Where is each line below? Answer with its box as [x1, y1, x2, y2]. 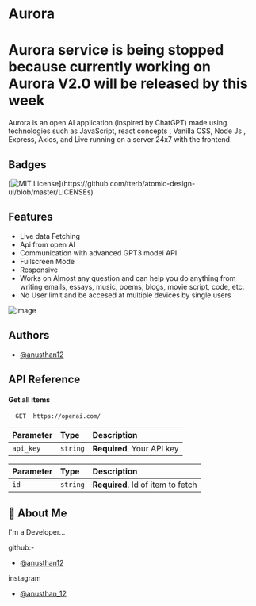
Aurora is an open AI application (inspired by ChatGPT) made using [8, 118, 227, 128]
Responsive [19, 265, 58, 274]
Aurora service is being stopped [8, 41, 224, 59]
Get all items [8, 394, 51, 405]
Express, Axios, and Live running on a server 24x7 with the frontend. [8, 135, 232, 144]
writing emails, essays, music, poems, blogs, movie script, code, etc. [19, 282, 245, 291]
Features [8, 210, 53, 224]
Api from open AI [19, 240, 75, 249]
